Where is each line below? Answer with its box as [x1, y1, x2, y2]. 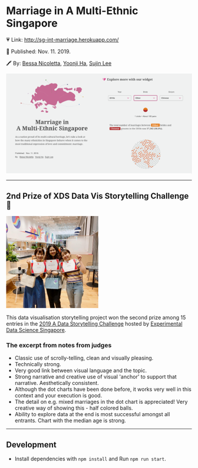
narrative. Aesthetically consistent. [14, 380, 99, 387]
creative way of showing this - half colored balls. [14, 404, 133, 411]
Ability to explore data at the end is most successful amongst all [14, 411, 170, 418]
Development [6, 440, 57, 450]
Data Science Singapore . [6, 326, 67, 333]
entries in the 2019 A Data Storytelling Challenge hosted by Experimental [6, 320, 183, 327]
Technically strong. [14, 361, 61, 368]
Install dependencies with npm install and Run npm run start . [14, 455, 166, 463]
